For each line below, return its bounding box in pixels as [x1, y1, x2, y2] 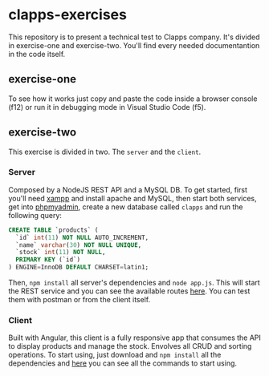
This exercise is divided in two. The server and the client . [8, 147, 202, 156]
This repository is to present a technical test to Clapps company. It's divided [8, 32, 260, 42]
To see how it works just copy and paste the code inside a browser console [8, 94, 258, 103]
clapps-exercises [8, 6, 127, 24]
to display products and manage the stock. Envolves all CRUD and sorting [8, 342, 252, 351]
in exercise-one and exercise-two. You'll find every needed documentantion [8, 40, 260, 50]
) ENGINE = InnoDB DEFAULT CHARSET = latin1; [8, 263, 149, 272]
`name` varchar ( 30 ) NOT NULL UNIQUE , [15, 241, 142, 249]
